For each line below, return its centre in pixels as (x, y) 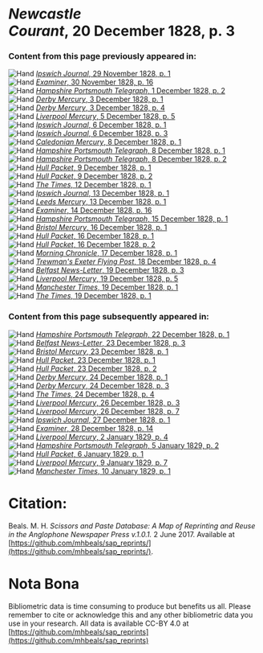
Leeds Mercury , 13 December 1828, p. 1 (101, 202)
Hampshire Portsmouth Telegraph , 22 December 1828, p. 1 (133, 334)
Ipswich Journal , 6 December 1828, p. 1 (101, 125)
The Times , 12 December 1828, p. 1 (93, 185)
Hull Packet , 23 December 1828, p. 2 (96, 368)
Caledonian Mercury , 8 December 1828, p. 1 (109, 142)
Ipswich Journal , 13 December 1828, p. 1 (103, 193)
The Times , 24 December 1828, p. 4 (95, 394)
